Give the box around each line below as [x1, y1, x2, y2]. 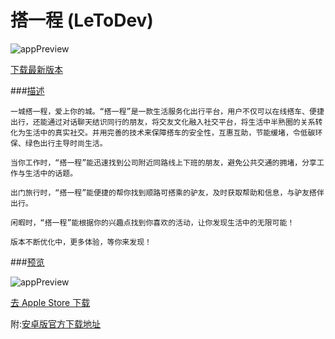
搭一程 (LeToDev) [10, 9, 154, 32]
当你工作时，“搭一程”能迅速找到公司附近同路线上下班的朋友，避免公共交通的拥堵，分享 [10, 157, 317, 168]
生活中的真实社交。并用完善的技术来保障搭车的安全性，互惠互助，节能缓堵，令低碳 [24, 127, 316, 138]
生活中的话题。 [24, 168, 78, 178]
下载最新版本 [10, 63, 63, 75]
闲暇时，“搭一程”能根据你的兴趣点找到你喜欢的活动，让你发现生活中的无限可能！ [10, 217, 295, 228]
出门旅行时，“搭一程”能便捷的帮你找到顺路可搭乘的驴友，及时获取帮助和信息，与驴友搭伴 [10, 187, 325, 198]
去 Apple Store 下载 [10, 296, 91, 308]
